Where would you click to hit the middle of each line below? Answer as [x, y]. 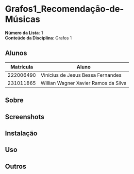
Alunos [16, 53]
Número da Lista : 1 [24, 33]
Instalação [21, 133]
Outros [16, 166]
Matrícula [22, 67]
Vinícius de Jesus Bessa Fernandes [81, 75]
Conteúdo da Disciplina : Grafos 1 [38, 38]
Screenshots [25, 117]
